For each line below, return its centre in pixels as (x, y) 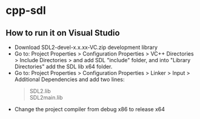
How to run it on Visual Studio (63, 33)
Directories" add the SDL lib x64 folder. (63, 66)
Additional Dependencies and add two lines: (69, 79)
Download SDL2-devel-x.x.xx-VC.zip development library (86, 47)
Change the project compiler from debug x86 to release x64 (89, 109)
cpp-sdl (26, 11)
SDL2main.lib (46, 98)
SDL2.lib (40, 91)
